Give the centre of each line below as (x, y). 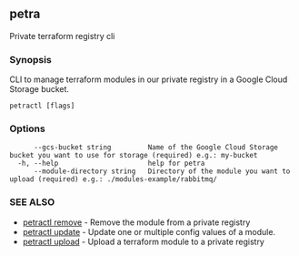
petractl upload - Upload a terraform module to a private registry (144, 241)
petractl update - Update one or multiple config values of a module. (149, 231)
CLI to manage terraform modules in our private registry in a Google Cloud (149, 79)
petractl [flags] (42, 106)
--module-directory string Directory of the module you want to (162, 171)
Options (27, 128)
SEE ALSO (32, 202)
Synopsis (30, 59)
